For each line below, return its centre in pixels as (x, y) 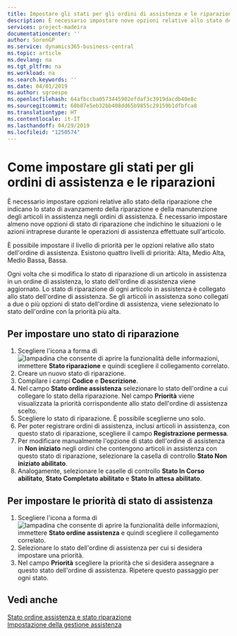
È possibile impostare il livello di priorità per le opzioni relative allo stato (111, 245)
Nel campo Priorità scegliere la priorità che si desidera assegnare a (116, 563)
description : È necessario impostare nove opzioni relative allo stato (115, 20)
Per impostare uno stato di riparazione (93, 334)
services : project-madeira (47, 27)
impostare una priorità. (50, 555)
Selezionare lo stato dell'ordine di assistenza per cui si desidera (110, 548)
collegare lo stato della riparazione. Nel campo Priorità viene (106, 396)
